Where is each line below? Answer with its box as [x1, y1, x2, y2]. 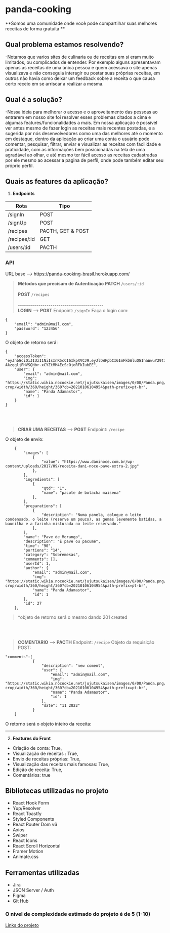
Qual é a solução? [5, 95, 62, 104]
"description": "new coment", [41, 663, 105, 668]
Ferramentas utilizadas [5, 868, 80, 877]
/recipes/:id [8, 236, 35, 243]
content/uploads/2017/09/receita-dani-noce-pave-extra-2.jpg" [5, 463, 139, 469]
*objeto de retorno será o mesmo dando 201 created [17, 614, 127, 620]
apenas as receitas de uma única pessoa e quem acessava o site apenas [5, 64, 157, 70]
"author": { [23, 565, 49, 570]
